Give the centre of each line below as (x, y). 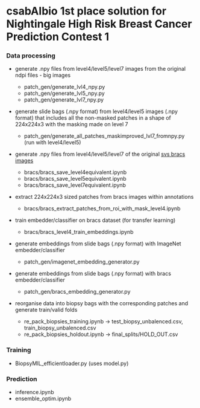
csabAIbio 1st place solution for (86, 11)
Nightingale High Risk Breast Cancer (99, 24)
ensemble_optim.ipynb (43, 399)
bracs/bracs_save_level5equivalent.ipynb (75, 179)
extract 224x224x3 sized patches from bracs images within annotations (104, 197)
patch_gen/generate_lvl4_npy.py (64, 87)
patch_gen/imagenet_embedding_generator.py (82, 262)
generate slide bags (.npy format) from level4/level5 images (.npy (96, 112)
